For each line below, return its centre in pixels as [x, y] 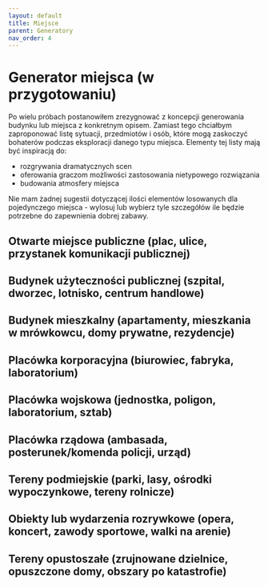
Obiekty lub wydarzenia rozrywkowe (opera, [121, 519]
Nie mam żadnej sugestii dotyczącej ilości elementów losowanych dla [123, 199]
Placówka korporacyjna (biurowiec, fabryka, [121, 360]
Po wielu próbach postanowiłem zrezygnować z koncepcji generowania [126, 117]
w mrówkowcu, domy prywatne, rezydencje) [122, 333]
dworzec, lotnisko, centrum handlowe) [106, 293]
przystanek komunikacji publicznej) [99, 253]
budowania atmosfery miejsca [70, 183]
